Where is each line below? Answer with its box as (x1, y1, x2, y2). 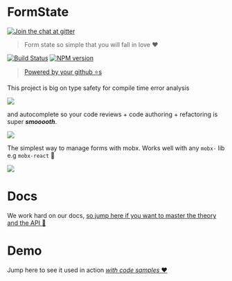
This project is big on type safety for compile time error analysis (7, 84, 190, 92)
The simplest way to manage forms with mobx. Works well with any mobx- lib (7, 143, 225, 152)
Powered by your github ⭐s (24, 67, 102, 76)
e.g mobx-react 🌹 (7, 151, 55, 159)
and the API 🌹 (7, 219, 46, 227)
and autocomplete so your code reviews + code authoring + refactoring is (7, 110, 218, 118)
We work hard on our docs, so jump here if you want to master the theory (7, 211, 217, 219)
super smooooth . (7, 117, 57, 125)
